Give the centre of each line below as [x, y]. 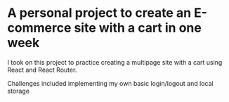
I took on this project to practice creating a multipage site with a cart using [115, 62]
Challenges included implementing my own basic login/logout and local [110, 83]
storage [19, 91]
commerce [39, 28]
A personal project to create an [99, 13]
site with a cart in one [137, 28]
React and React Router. [42, 70]
